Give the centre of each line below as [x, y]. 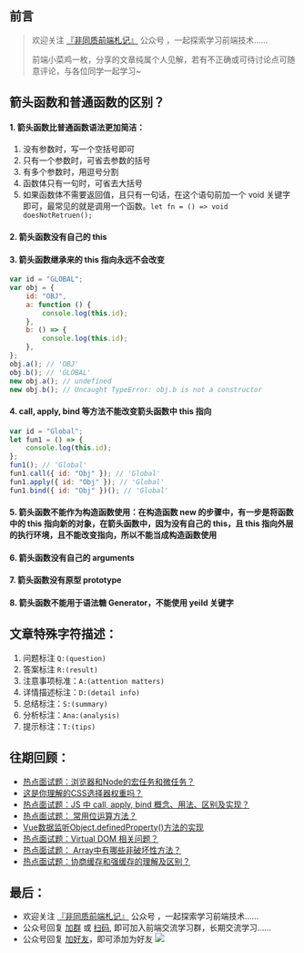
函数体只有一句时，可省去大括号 [82, 183]
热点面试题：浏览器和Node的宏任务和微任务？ [109, 782]
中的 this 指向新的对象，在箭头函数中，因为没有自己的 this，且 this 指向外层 [152, 523]
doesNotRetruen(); [57, 216]
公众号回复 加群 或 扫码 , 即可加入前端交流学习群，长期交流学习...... [147, 927]
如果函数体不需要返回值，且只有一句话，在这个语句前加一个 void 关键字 [157, 195]
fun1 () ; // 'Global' [49, 465]
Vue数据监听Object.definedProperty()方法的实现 [113, 827]
